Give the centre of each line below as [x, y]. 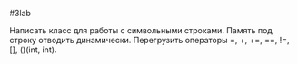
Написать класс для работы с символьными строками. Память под [141, 30]
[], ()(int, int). [33, 50]
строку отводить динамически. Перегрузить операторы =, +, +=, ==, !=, [149, 40]
